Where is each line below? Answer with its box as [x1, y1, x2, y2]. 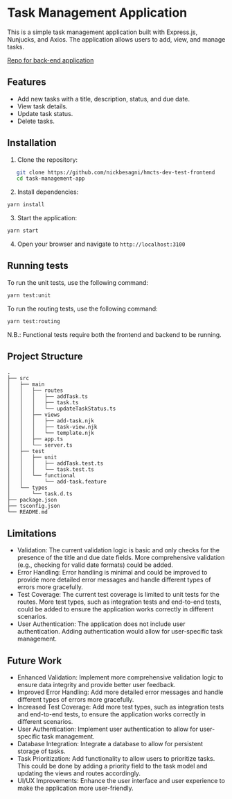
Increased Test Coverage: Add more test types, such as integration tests [17, 703, 224, 711]
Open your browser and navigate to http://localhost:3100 [17, 240, 186, 248]
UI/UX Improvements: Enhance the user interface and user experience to [17, 777, 225, 785]
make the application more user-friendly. [17, 784, 134, 793]
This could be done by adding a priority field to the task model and [17, 762, 208, 771]
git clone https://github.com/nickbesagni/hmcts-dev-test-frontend [16, 169, 215, 176]
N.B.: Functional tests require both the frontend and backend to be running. [7, 330, 222, 338]
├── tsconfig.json [7, 502, 60, 510]
